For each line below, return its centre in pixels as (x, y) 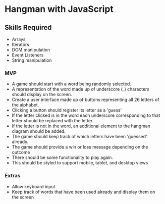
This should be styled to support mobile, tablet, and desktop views (80, 163)
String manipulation (32, 60)
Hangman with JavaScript (59, 9)
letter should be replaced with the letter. (53, 121)
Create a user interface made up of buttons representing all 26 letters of (85, 100)
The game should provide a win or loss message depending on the (80, 147)
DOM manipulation (31, 50)
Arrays (19, 39)
